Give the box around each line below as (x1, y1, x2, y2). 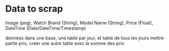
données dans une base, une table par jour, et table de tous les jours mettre (5, 35, 164, 41)
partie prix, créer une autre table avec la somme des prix (5, 40, 124, 46)
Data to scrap (5, 3, 63, 15)
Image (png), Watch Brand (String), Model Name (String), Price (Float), (5, 20, 154, 26)
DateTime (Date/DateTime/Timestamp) (5, 25, 86, 31)
